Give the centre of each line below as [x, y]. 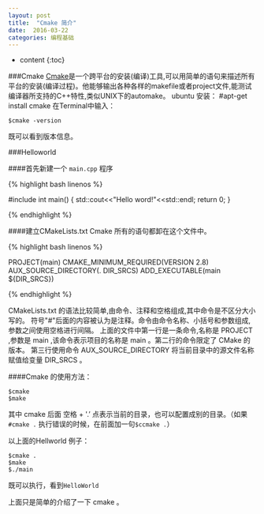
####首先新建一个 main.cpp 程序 [61, 169]
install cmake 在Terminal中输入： [62, 106]
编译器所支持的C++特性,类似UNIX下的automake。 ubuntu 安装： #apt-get [128, 96]
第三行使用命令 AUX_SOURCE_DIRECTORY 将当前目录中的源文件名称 [142, 350]
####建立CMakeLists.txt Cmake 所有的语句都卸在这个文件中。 [110, 231]
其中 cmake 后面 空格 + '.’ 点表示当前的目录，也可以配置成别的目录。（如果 [128, 415]
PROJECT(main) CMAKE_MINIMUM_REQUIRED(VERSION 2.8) [108, 262]
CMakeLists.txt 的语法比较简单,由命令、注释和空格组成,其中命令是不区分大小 [132, 311]
